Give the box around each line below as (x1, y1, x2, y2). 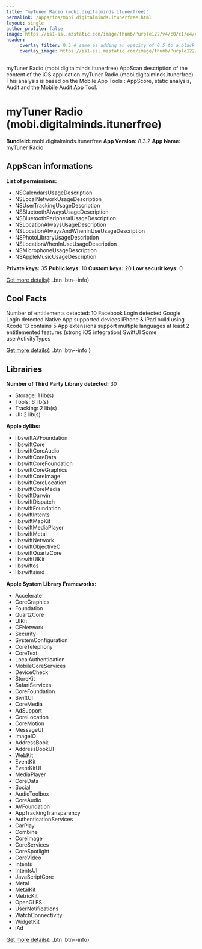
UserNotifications (14, 905, 59, 912)
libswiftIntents (14, 511, 50, 518)
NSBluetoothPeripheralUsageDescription (14, 214, 116, 221)
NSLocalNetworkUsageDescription (14, 195, 102, 202)
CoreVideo (14, 854, 42, 861)
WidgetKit (14, 918, 40, 926)
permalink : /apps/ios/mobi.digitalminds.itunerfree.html (6, 14, 152, 20)
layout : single (6, 20, 44, 26)
